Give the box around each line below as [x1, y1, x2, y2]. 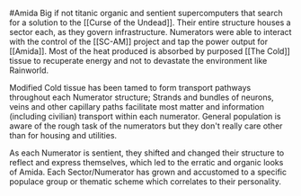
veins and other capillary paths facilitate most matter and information [9, 102, 265, 111]
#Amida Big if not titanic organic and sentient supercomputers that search [9, 8, 283, 18]
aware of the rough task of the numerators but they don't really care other [9, 120, 283, 131]
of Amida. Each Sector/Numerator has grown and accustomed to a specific [9, 166, 288, 177]
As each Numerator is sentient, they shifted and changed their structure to [9, 147, 285, 158]
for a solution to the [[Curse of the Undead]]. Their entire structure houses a [9, 17, 291, 28]
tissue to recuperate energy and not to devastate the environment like [9, 56, 268, 66]
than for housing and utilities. [9, 130, 118, 140]
